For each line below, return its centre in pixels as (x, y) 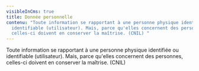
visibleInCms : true (30, 11)
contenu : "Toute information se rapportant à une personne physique (92, 22)
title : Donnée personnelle (39, 17)
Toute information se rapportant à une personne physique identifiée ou (93, 50)
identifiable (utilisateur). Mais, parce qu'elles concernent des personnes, (95, 56)
